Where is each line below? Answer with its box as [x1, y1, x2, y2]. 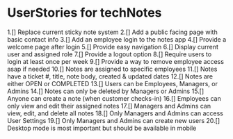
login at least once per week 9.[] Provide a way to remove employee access [7, 57, 225, 65]
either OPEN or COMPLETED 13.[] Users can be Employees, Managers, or [7, 79, 218, 88]
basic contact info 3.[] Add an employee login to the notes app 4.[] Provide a [7, 35, 227, 43]
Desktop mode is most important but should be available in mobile [7, 124, 197, 132]
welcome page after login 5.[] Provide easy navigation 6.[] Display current [7, 42, 219, 51]
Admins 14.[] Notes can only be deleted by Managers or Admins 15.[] [7, 87, 204, 95]
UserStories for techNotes [7, 5, 162, 21]
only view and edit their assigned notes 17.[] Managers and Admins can [7, 101, 211, 110]
